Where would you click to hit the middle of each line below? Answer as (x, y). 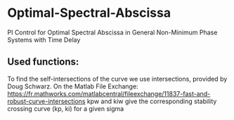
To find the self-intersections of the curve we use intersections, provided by (117, 79)
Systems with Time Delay (44, 39)
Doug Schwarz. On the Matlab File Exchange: (73, 86)
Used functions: (43, 62)
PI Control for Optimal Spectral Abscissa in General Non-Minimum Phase (112, 32)
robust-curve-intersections (46, 101)
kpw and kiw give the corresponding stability (152, 101)
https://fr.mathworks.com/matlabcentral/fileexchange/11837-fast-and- (109, 93)
